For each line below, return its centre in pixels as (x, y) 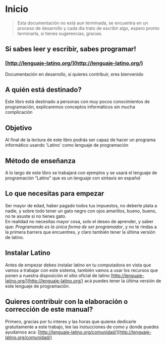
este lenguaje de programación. (38, 286)
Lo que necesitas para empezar (55, 194)
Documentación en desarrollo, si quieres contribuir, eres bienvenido (74, 74)
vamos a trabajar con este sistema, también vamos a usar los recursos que (82, 270)
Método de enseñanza (40, 161)
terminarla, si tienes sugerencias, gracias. (60, 33)
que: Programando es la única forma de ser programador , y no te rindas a (81, 227)
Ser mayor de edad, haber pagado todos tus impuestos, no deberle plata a (81, 205)
